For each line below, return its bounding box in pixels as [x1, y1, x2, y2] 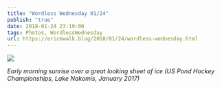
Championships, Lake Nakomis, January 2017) [7, 75, 140, 83]
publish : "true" [7, 16, 54, 23]
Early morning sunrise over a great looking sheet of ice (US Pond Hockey [7, 67, 215, 75]
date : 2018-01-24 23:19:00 [7, 23, 85, 29]
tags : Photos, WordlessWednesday [7, 29, 103, 36]
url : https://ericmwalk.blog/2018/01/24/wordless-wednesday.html [7, 36, 198, 42]
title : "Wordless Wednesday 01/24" [7, 10, 109, 17]
